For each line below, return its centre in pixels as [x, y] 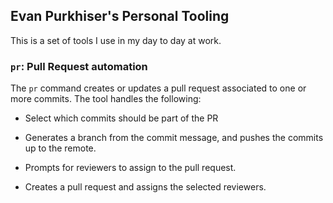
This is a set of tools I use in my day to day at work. [116, 40]
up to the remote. [60, 148]
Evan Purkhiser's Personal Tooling [120, 16]
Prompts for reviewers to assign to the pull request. [130, 168]
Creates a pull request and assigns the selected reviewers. [145, 187]
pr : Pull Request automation [79, 66]
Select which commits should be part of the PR [121, 118]
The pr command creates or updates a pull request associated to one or [158, 88]
